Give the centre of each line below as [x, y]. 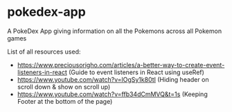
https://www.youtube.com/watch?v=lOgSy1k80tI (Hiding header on [113, 79]
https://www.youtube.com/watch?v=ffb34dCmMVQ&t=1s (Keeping [112, 94]
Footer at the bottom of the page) [65, 101]
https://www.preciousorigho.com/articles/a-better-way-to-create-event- [121, 65]
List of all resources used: [44, 52]
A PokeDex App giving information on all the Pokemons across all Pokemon [115, 31]
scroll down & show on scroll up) [64, 87]
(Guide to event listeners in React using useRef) [136, 72]
